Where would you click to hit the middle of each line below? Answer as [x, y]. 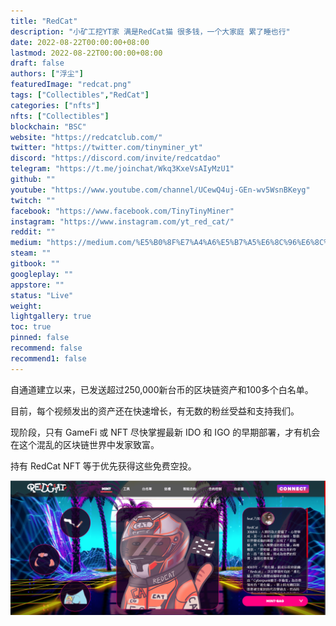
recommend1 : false [48, 358]
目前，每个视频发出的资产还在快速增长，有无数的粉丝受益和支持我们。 [155, 411]
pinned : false [40, 338]
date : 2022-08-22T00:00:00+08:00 [80, 42]
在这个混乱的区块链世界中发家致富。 [85, 444]
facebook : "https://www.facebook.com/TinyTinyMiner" [122, 211]
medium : [26, 243]
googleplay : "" [42, 274]
